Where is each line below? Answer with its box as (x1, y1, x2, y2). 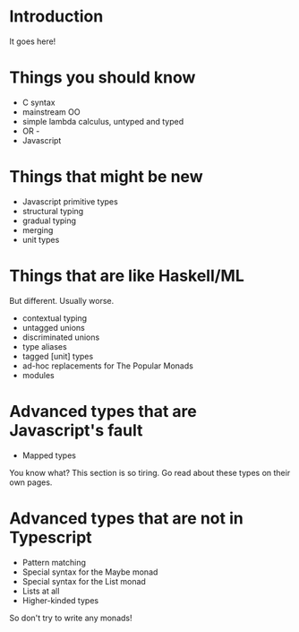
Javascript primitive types (21, 195, 118, 207)
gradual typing (21, 215, 77, 226)
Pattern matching (21, 557, 87, 567)
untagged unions (21, 322, 85, 333)
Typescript (9, 527, 92, 548)
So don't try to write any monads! (9, 612, 132, 623)
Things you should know (9, 67, 196, 88)
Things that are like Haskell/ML (9, 266, 244, 286)
